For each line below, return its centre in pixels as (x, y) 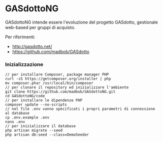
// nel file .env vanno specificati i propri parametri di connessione (80, 109)
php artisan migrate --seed (34, 131)
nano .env (15, 122)
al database (17, 114)
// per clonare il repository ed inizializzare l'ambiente (67, 87)
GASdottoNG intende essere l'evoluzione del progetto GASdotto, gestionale (81, 22)
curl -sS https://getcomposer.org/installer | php (58, 79)
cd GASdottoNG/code (25, 96)
